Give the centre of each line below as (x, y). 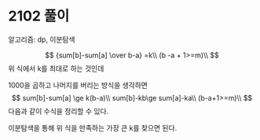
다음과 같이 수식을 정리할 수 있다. (59, 111)
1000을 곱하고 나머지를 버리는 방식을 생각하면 (78, 85)
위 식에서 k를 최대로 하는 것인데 (56, 68)
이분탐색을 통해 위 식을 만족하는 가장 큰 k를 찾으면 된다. (93, 127)
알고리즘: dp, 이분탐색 (42, 39)
